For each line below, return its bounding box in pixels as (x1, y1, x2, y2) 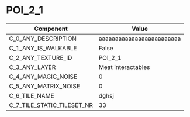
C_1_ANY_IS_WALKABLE (9, 44, 77, 52)
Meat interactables (98, 63, 150, 71)
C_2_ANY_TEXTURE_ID (9, 53, 72, 61)
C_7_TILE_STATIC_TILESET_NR (9, 101, 94, 109)
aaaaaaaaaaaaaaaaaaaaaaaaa (98, 35, 181, 43)
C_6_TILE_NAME (9, 91, 54, 99)
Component (34, 25, 68, 33)
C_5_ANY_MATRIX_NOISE (9, 82, 81, 90)
